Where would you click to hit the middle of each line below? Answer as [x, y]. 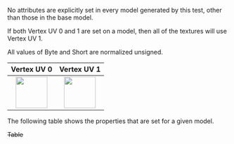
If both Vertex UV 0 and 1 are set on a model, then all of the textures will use [117, 31]
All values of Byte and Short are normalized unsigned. [85, 52]
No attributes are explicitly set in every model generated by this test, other [115, 10]
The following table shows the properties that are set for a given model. [111, 121]
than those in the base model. [50, 17]
